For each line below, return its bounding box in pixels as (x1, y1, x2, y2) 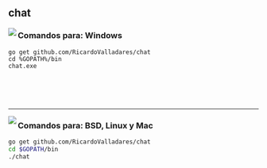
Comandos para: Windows (17, 30, 123, 41)
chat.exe (8, 62, 37, 70)
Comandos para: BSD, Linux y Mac (17, 120, 153, 131)
